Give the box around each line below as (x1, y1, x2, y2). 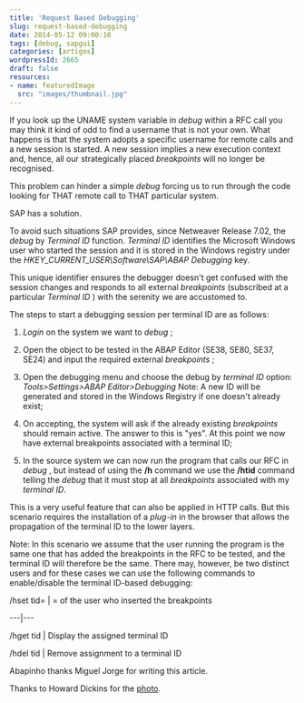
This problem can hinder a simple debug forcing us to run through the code (9, 180, 291, 191)
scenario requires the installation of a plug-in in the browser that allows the (9, 511, 290, 522)
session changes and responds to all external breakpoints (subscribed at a (9, 281, 289, 292)
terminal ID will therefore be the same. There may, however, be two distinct (9, 557, 289, 568)
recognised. (9, 163, 54, 174)
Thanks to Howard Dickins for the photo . (9, 683, 162, 694)
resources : (9, 73, 51, 82)
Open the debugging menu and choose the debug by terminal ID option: (22, 371, 292, 382)
